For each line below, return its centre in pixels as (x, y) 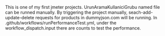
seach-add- (141, 12)
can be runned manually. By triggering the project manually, (66, 12)
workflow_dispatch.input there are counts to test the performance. (73, 28)
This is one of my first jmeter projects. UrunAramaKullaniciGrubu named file (82, 7)
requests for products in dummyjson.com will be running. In (96, 18)
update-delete (20, 18)
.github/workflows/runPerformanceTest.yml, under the (61, 23)
